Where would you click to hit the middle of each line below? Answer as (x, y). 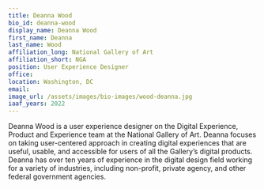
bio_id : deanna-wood (42, 23)
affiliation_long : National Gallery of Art (81, 52)
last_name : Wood (35, 45)
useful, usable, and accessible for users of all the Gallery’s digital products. (130, 152)
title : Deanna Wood (40, 15)
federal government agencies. (57, 177)
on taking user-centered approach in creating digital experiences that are (127, 143)
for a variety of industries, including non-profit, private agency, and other (127, 168)
